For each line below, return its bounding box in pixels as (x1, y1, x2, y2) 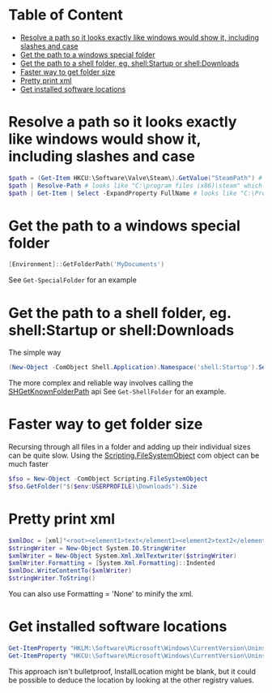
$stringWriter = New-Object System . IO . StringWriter (8, 544, 186, 553)
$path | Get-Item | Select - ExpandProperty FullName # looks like (8, 189, 237, 197)
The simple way (8, 347, 62, 358)
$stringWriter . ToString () (8, 575, 96, 583)
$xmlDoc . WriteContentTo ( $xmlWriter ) (8, 566, 132, 575)
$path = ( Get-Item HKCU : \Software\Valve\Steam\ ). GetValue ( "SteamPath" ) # (8, 174, 263, 182)
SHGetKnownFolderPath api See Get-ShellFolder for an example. (8, 387, 227, 397)
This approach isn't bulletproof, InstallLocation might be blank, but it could (8, 666, 257, 676)
